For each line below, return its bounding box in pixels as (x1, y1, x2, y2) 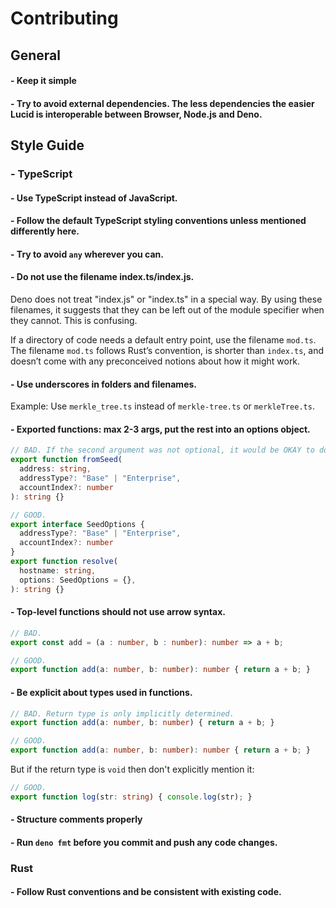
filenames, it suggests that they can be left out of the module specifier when (10, 304, 325, 316)
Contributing (10, 7, 119, 30)
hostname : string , (19, 565, 97, 576)
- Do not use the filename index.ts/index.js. (10, 271, 195, 283)
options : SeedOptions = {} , (19, 575, 137, 585)
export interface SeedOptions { (10, 519, 145, 529)
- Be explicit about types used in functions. (10, 686, 193, 698)
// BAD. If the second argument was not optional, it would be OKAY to (10, 445, 315, 456)
